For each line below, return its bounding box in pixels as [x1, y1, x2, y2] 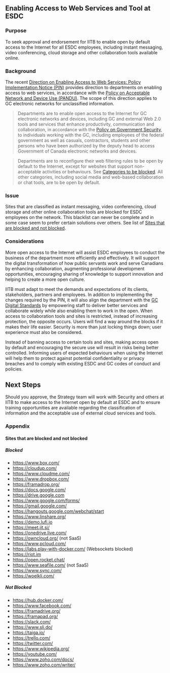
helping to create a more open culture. [5, 276, 85, 282]
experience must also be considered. [5, 329, 82, 335]
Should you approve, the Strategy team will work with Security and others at [5, 394, 164, 400]
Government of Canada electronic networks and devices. [17, 148, 137, 154]
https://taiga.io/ [12, 629, 45, 635]
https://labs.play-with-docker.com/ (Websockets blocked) [12, 546, 134, 552]
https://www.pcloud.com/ [12, 540, 66, 546]
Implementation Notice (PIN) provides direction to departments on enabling [5, 84, 162, 90]
